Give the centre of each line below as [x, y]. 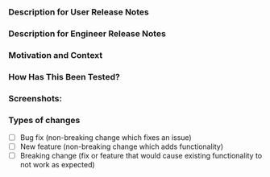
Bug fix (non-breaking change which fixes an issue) [106, 137]
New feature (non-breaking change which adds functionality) [122, 146]
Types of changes [44, 120]
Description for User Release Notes [79, 12]
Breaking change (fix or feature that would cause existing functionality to [141, 156]
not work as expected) [57, 165]
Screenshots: [35, 98]
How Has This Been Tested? [64, 76]
